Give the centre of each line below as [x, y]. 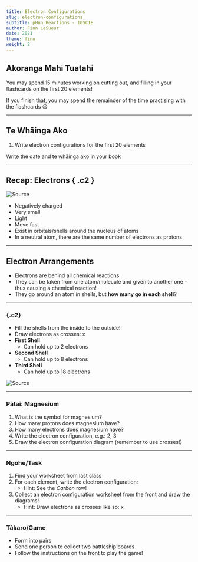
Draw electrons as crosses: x [50, 334]
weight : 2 [18, 45]
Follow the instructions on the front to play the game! [79, 553]
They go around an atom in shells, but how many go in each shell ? [95, 294]
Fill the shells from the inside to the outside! [67, 328]
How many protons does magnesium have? [67, 423]
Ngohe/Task [24, 462]
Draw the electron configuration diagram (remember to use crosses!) [98, 442]
